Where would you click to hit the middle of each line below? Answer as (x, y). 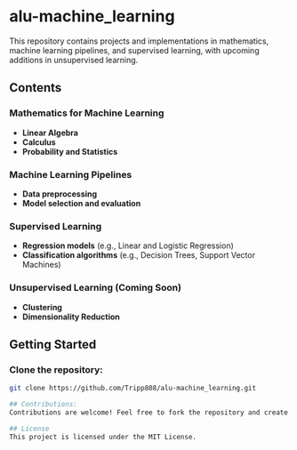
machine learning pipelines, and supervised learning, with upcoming (134, 50)
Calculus (39, 142)
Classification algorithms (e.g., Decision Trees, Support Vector (139, 255)
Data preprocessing (60, 194)
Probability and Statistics (70, 151)
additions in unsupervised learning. (74, 60)
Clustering (42, 307)
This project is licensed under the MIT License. (103, 437)
